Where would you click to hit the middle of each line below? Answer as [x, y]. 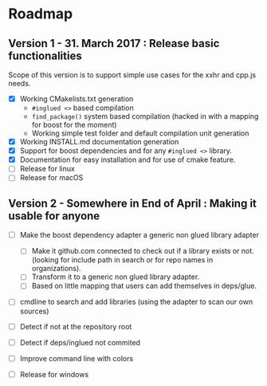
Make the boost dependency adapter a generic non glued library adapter [139, 235]
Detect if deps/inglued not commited [80, 342]
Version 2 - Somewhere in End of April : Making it [133, 203]
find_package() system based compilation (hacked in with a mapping [145, 116]
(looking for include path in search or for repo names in [122, 260]
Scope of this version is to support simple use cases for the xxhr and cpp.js [132, 75]
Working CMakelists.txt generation [77, 99]
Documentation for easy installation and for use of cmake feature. [128, 160]
